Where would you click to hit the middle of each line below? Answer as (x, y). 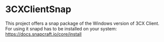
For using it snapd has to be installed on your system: (61, 28)
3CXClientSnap (38, 9)
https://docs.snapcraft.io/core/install (44, 34)
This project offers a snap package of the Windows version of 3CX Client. (82, 23)
